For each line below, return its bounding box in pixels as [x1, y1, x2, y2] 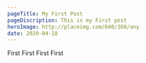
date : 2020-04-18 [7, 29, 58, 37]
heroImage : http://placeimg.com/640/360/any [7, 23, 140, 30]
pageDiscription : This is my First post [7, 17, 128, 24]
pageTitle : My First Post [7, 10, 83, 17]
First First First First [7, 49, 64, 57]
